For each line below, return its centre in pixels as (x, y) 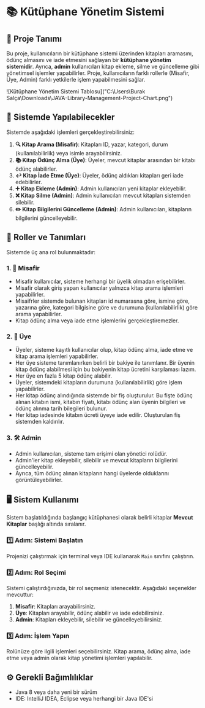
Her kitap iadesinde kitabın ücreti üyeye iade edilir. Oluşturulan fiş (98, 415)
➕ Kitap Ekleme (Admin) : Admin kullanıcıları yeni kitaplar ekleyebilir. (101, 189)
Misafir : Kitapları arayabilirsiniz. (55, 606)
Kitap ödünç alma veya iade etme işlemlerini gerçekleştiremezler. (97, 321)
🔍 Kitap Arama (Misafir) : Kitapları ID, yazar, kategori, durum (91, 144)
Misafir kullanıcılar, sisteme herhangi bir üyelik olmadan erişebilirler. (100, 281)
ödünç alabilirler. (36, 169)
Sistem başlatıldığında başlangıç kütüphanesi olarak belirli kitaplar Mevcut (100, 518)
